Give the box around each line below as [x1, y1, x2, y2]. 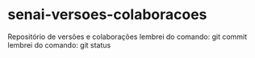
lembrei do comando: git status [7, 40, 111, 49]
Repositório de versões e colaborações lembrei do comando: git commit [7, 32, 248, 41]
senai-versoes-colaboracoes [7, 6, 207, 24]
